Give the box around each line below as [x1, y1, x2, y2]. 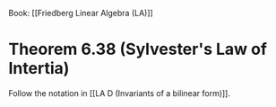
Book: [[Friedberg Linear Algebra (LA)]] [8, 8, 153, 18]
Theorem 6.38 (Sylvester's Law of [8, 40, 268, 59]
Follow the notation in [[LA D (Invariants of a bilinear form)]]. [8, 87, 230, 98]
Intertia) [8, 58, 70, 79]
